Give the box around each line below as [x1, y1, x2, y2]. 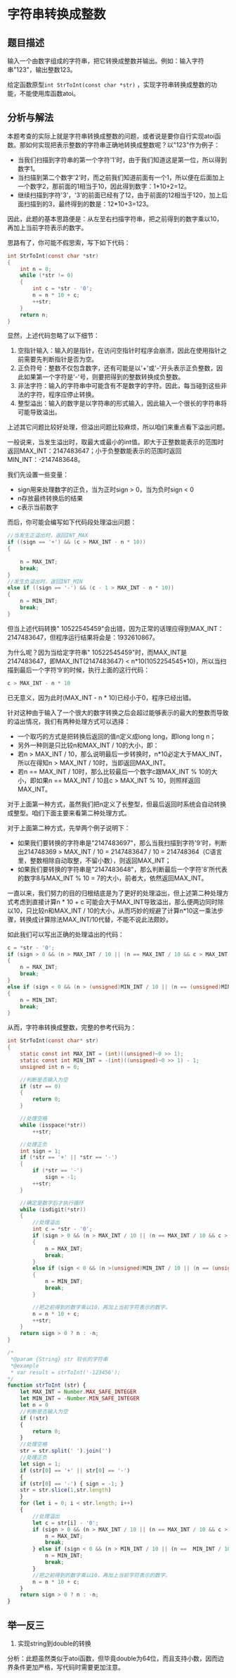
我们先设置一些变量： [7, 470, 69, 479]
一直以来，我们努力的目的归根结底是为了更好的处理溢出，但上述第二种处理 [7, 889, 223, 897]
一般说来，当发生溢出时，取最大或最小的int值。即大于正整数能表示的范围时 [7, 438, 224, 446]
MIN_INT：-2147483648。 [7, 456, 84, 464]
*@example [10, 1362, 39, 1370]
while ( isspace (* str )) [20, 1121, 86, 1129]
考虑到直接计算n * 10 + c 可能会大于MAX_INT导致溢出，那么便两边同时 [13, 897, 218, 906]
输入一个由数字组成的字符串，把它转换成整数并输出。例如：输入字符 [7, 57, 204, 65]
